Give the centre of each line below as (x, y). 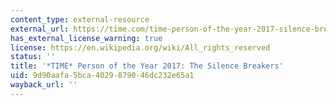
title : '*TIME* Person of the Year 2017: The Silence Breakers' (147, 66)
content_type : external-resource (80, 19)
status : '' (33, 57)
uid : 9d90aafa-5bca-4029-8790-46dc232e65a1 (102, 76)
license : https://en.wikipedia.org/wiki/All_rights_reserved (140, 47)
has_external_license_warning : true (86, 38)
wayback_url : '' (44, 85)
